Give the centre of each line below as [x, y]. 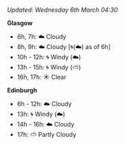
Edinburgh [22, 90]
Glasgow [20, 23]
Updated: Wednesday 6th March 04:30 [62, 10]
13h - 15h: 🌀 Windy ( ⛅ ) [49, 67]
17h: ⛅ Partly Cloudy [46, 134]
